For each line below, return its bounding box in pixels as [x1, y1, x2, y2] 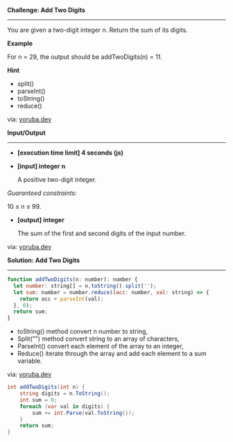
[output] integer [17, 216, 64, 224]
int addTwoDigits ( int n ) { [7, 384, 85, 391]
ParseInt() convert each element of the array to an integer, [17, 342, 184, 350]
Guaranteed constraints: [7, 189, 78, 197]
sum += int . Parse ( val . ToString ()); [32, 409, 135, 416]
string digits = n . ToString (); [19, 390, 110, 397]
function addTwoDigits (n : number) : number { [7, 276, 138, 283]
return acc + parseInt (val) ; [19, 295, 104, 303]
